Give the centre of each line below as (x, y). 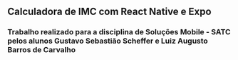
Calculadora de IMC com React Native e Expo (109, 12)
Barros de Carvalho (42, 50)
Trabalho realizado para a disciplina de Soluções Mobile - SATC (119, 32)
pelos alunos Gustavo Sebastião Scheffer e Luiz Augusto (108, 41)
